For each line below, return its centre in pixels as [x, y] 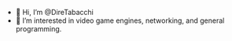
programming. [39, 29]
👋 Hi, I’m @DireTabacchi [55, 12]
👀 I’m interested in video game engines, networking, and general [120, 20]
